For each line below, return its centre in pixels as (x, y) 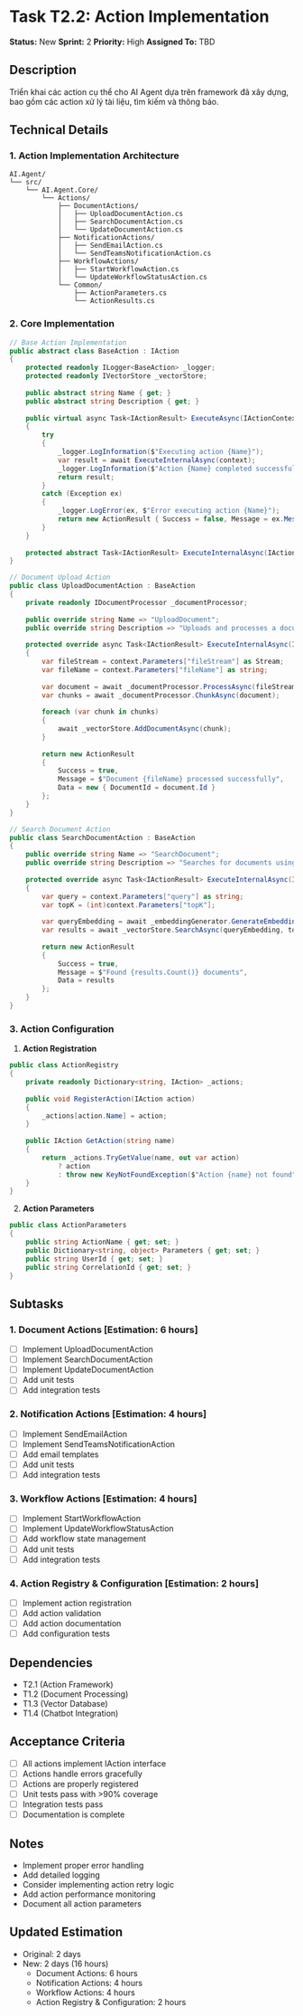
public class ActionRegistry (64, 1065)
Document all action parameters (82, 1903)
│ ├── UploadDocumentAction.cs (120, 214)
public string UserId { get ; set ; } (95, 1259)
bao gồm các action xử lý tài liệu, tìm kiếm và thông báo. (114, 101)
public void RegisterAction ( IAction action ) (110, 1099)
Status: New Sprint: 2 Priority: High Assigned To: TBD (112, 42)
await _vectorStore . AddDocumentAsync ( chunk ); (144, 729)
